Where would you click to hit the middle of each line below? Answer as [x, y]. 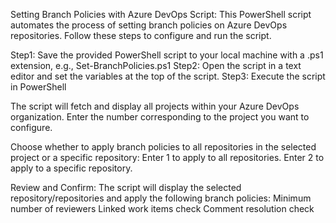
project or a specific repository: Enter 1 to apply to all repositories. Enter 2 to [167, 157]
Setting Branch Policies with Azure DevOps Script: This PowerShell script [161, 14]
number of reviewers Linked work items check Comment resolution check [162, 208]
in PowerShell [38, 87]
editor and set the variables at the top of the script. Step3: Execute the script [168, 76]
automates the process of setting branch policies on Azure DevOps [149, 25]
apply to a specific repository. [71, 168]
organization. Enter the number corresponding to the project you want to [160, 117]
